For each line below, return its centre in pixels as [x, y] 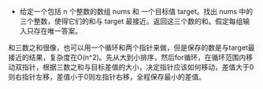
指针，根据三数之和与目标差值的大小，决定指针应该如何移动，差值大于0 [138, 67]
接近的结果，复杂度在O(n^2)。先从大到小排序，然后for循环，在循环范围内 [127, 57]
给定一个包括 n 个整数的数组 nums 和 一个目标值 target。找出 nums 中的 [136, 11]
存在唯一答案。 [58, 31]
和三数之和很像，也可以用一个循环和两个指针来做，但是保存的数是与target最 [131, 48]
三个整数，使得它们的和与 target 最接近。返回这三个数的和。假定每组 [131, 21]
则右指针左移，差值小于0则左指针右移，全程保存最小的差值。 [107, 77]
